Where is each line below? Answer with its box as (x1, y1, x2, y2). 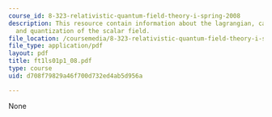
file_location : (8, 34, 60, 43)
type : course (8, 65, 53, 73)
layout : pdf (8, 49, 49, 57)
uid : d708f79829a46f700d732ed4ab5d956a (8, 72, 143, 80)
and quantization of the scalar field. (15, 27, 151, 35)
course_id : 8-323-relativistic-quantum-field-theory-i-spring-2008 (8, 11, 241, 20)
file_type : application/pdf (8, 42, 104, 50)
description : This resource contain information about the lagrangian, (8, 19, 255, 27)
